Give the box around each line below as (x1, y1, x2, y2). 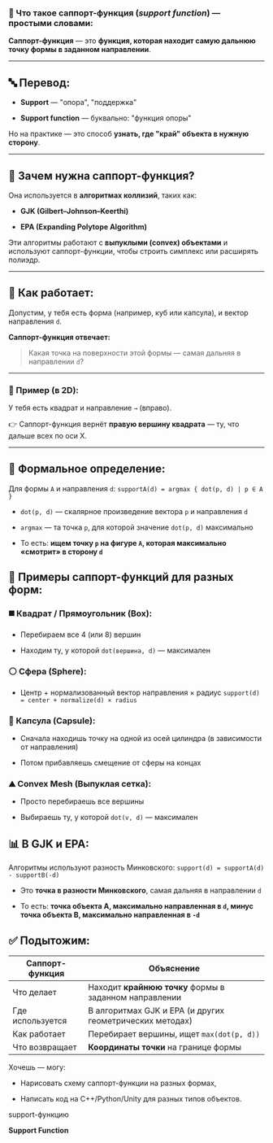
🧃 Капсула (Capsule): (8, 715, 96, 726)
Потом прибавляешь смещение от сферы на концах (19, 758, 201, 768)
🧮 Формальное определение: (8, 462, 166, 476)
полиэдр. (8, 255, 41, 264)
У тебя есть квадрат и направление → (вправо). (8, 403, 172, 413)
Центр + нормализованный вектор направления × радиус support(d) (19, 687, 260, 697)
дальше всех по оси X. (8, 431, 88, 441)
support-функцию (8, 1110, 69, 1119)
